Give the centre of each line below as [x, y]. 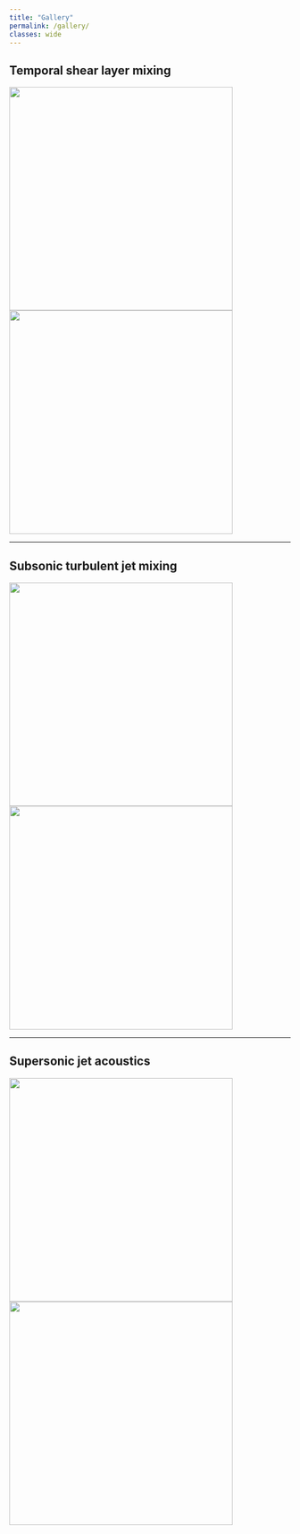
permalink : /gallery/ [50, 26]
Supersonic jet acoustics [80, 1062]
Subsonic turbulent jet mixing [93, 565]
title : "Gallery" [42, 17]
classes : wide [36, 34]
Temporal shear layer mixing [90, 70]
